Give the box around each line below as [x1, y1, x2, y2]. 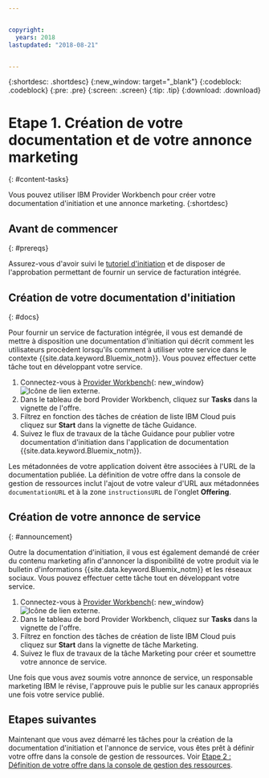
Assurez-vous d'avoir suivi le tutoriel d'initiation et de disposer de [8, 259, 226, 269]
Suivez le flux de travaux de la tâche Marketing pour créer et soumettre [19, 648, 256, 658]
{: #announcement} [8, 532, 73, 541]
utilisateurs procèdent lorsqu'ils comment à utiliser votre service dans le [8, 344, 247, 354]
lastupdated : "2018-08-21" [8, 41, 99, 49]
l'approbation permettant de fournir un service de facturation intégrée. [8, 267, 242, 278]
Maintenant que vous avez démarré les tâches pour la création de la [8, 734, 234, 744]
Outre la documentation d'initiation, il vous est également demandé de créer [8, 547, 260, 557]
